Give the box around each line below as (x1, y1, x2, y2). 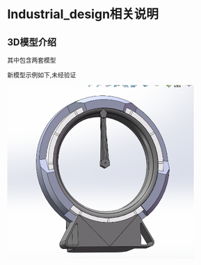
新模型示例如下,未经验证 (7, 71, 77, 79)
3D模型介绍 (7, 36, 57, 48)
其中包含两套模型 (7, 56, 56, 64)
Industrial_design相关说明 (7, 6, 159, 22)
